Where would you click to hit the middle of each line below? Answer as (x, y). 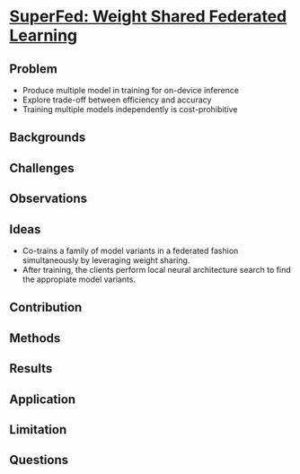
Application (43, 399)
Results (31, 369)
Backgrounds (48, 138)
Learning (44, 35)
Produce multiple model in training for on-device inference (131, 90)
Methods (35, 338)
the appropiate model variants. (79, 279)
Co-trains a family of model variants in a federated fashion (130, 250)
